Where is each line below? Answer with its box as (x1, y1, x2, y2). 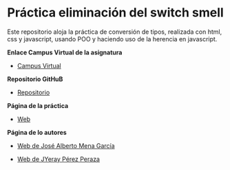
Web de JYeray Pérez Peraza (17, 155, 100, 163)
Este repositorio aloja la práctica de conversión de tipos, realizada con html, (7, 28, 222, 36)
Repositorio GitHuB (7, 74, 63, 83)
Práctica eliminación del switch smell (7, 5, 224, 21)
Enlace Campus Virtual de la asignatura (7, 48, 123, 56)
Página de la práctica (7, 101, 69, 109)
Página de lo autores (7, 128, 67, 136)
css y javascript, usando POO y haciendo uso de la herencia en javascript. (7, 34, 218, 43)
